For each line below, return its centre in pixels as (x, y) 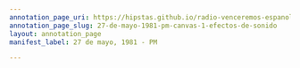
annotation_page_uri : (50, 17)
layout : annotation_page (55, 34)
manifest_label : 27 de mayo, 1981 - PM (83, 42)
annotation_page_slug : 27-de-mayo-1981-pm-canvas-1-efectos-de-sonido (143, 26)
